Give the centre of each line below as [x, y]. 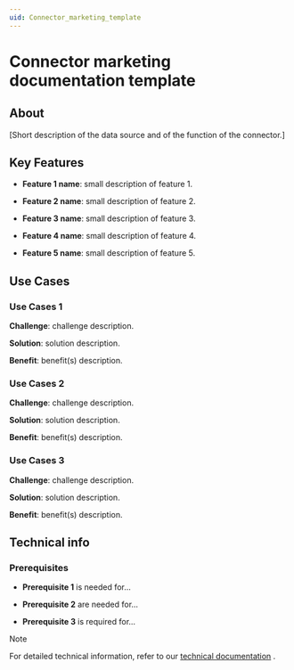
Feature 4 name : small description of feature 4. [109, 236]
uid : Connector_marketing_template [75, 17]
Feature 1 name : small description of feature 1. [107, 184]
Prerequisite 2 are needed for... [80, 605]
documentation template [102, 80]
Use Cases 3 [37, 461]
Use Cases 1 [36, 306]
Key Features [47, 163]
